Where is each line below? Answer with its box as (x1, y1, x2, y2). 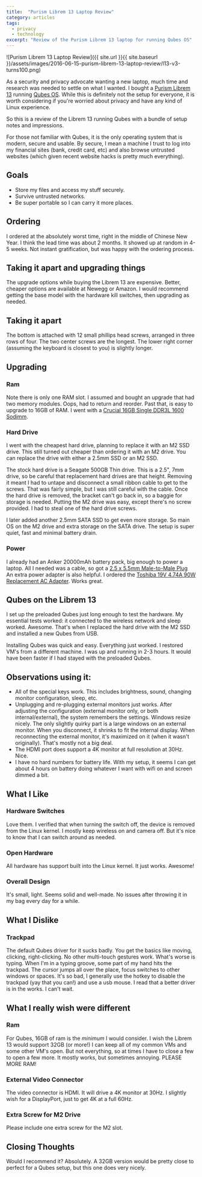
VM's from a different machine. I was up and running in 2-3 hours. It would (6, 648, 191, 655)
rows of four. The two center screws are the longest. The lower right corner (6, 338, 194, 345)
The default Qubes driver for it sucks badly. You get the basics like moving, (6, 947, 192, 954)
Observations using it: (6, 672, 91, 682)
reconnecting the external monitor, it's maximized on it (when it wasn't (14, 733, 189, 740)
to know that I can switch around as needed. (6, 834, 116, 841)
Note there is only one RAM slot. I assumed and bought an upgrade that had (6, 394, 195, 401)
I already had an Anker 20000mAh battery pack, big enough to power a (6, 558, 183, 565)
